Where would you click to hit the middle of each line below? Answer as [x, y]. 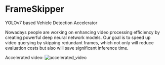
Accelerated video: [24, 57]
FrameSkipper [35, 9]
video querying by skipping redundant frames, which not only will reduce [80, 42]
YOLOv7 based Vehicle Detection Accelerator [51, 23]
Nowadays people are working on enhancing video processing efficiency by [82, 32]
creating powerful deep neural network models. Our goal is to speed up [78, 37]
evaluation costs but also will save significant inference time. [67, 48]
